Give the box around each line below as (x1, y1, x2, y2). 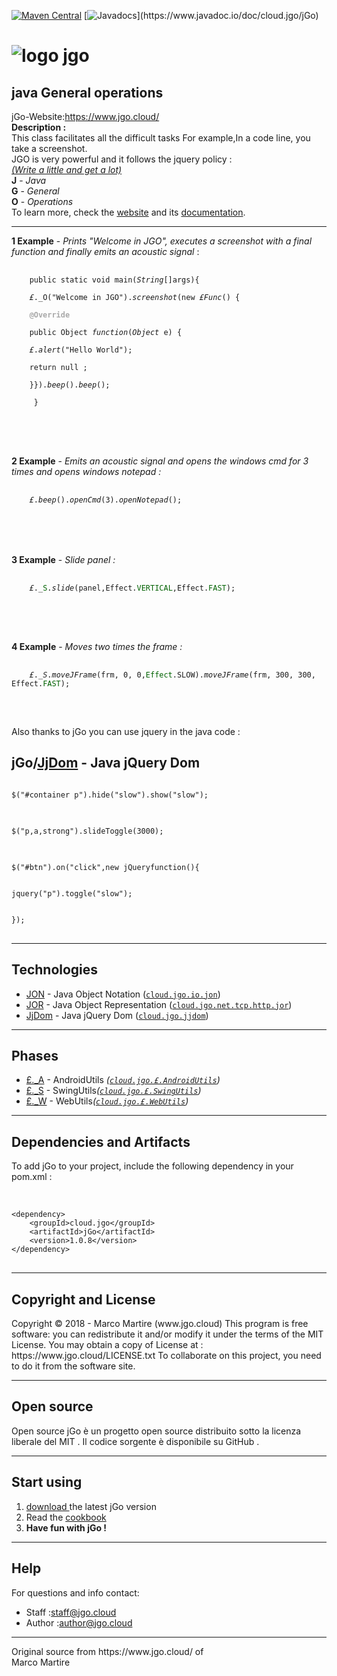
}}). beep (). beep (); (29, 380, 111, 390)
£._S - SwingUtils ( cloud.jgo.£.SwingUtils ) (25, 1085, 202, 1097)
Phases (11, 1048, 59, 1065)
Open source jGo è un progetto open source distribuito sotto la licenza (11, 1425, 302, 1437)
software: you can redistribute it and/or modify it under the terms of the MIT (11, 1328, 324, 1340)
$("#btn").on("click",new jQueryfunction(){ (11, 862, 200, 872)
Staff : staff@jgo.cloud (25, 1606, 117, 1618)
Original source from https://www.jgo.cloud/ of (11, 1645, 204, 1657)
